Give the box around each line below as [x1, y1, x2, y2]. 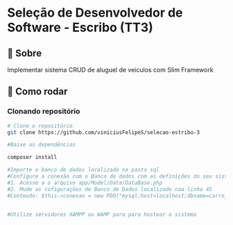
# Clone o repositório [7, 122, 73, 129]
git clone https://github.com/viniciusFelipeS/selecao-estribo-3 [7, 128, 200, 136]
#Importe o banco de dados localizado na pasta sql [7, 167, 159, 174]
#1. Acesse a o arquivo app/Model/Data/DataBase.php [7, 179, 163, 186]
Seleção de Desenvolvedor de [7, 5, 183, 21]
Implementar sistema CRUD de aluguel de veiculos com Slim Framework [7, 66, 214, 74]
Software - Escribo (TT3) [7, 19, 154, 35]
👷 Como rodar [7, 85, 68, 98]
